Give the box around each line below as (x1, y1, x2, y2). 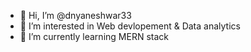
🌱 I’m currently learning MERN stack (19, 31, 169, 42)
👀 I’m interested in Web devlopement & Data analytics (19, 20, 241, 32)
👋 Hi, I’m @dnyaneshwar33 (19, 10, 132, 21)
